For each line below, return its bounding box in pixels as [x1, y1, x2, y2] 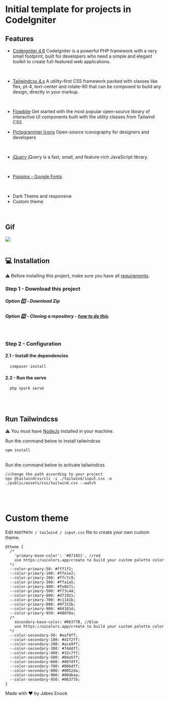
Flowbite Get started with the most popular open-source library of [12, 109, 150, 114]
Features [5, 34, 34, 43]
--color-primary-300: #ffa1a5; [10, 580, 76, 585]
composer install [10, 364, 47, 369]
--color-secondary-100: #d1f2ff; [10, 637, 80, 642]
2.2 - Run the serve [5, 375, 47, 381]
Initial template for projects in [5, 4, 132, 15]
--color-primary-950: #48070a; [10, 611, 76, 616]
